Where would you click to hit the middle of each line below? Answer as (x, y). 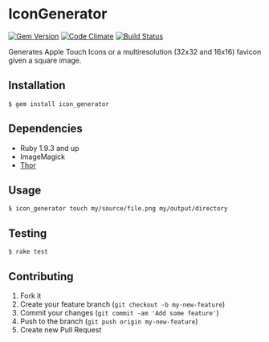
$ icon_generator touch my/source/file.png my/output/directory (118, 209)
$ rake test (28, 252)
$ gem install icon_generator (59, 104)
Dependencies (45, 129)
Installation (37, 85)
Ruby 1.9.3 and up (49, 148)
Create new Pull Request (61, 330)
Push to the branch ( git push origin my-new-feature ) (109, 321)
